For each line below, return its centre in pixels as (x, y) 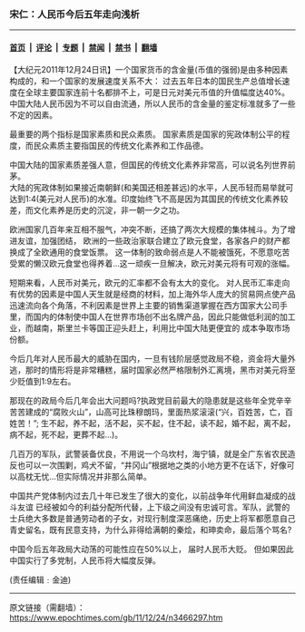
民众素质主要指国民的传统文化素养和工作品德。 (121, 145)
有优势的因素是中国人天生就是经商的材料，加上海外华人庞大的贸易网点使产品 (152, 294)
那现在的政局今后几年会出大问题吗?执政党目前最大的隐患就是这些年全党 (143, 400)
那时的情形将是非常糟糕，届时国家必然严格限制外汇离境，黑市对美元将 (156, 370)
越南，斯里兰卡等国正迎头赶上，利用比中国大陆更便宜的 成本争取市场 (162, 327)
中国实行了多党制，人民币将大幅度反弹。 (85, 560)
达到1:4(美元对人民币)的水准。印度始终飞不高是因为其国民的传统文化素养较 (149, 199)
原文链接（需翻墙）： (47, 607)
